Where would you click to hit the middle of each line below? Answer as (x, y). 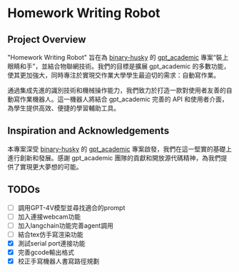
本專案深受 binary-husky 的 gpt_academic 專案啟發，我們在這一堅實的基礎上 (119, 149)
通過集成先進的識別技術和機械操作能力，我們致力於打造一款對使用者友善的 (117, 90)
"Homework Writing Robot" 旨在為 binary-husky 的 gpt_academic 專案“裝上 (118, 57)
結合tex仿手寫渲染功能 (50, 234)
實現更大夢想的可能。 (51, 167)
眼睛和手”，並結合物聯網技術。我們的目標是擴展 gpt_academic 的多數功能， (119, 66)
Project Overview (47, 40)
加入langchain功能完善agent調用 (66, 225)
